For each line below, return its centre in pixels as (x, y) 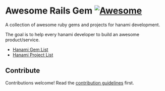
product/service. (22, 40)
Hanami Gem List (30, 49)
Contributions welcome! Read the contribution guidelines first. (70, 82)
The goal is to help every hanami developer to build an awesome (72, 34)
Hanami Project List (33, 55)
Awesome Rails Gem (49, 11)
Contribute (23, 71)
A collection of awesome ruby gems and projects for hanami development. (83, 25)
